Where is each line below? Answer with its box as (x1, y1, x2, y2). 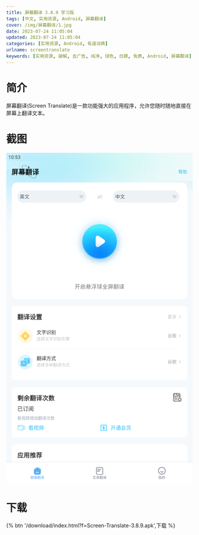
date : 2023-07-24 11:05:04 (6, 28, 73, 34)
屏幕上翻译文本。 (6, 109, 48, 117)
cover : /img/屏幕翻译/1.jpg (6, 22, 72, 28)
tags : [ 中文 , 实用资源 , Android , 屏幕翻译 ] (6, 15, 107, 22)
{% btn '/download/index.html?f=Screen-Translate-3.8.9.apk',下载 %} (6, 521, 176, 529)
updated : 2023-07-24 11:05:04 (6, 34, 81, 41)
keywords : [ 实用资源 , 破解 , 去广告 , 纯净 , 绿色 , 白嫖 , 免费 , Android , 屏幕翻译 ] (6, 53, 192, 59)
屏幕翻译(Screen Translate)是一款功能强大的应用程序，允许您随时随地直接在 (6, 102, 191, 109)
